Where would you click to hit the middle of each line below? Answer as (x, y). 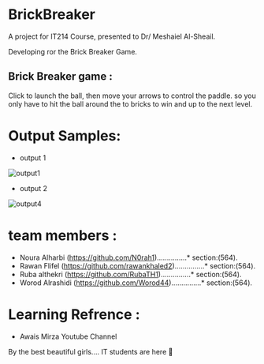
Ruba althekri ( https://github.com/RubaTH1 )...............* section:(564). (130, 274)
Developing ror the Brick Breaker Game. (73, 51)
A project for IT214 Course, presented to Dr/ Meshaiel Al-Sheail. (112, 36)
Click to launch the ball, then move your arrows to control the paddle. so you (132, 96)
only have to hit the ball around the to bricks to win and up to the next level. (130, 103)
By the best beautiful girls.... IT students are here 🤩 (91, 351)
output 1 (33, 158)
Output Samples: (65, 135)
